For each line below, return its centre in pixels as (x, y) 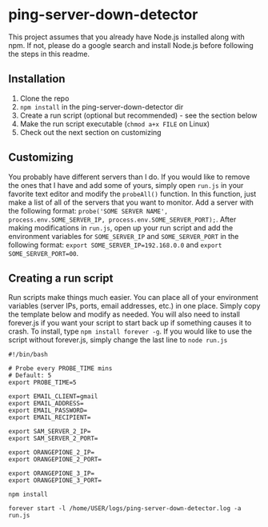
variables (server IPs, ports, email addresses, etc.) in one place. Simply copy (134, 306)
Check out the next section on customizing (90, 132)
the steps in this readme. (49, 54)
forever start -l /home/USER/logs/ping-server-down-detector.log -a (125, 509)
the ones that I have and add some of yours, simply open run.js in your (126, 185)
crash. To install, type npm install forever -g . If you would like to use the (130, 331)
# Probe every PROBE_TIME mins (60, 369)
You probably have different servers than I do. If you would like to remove (129, 177)
